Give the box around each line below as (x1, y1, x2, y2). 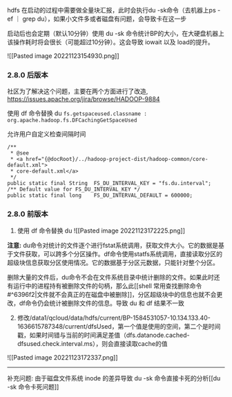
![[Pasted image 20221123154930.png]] (7, 52, 119, 60)
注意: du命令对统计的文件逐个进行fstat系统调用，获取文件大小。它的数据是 (7, 241, 219, 249)
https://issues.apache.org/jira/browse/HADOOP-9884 (7, 95, 160, 104)
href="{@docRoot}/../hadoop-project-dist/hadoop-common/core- (25, 156, 209, 163)
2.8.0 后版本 (7, 70, 48, 79)
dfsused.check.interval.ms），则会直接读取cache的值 (17, 339, 168, 347)
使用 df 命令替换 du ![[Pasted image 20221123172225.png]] (17, 226, 185, 235)
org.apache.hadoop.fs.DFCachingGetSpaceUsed (7, 117, 137, 124)
